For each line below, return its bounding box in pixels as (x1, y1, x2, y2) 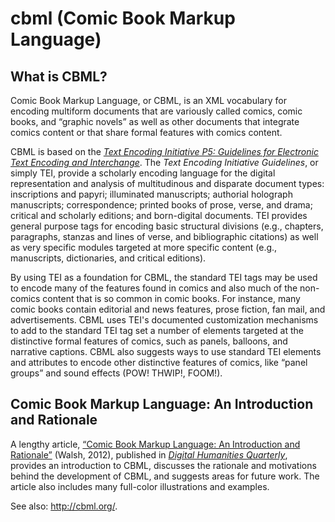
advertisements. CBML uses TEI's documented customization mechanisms (10, 314, 319, 326)
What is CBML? (10, 68, 108, 85)
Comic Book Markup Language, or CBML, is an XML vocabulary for (10, 95, 287, 106)
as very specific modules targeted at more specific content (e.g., (10, 242, 278, 253)
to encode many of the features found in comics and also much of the (10, 282, 298, 294)
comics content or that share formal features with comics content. (10, 127, 283, 138)
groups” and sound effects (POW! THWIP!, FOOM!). (10, 367, 223, 379)
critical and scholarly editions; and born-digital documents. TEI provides (10, 210, 308, 221)
